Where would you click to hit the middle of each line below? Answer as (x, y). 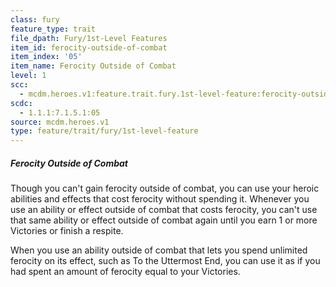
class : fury (35, 19)
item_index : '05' (46, 57)
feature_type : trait (53, 29)
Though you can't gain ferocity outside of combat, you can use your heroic (165, 188)
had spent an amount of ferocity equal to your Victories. (125, 272)
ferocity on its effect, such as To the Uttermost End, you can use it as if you (165, 261)
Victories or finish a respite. (67, 231)
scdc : (21, 103)
